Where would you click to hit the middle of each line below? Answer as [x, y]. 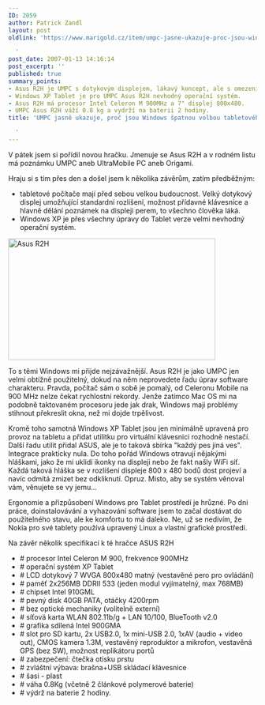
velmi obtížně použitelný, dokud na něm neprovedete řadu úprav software [128, 379]
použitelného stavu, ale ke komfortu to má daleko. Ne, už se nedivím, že [125, 519]
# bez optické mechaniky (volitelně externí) [90, 609]
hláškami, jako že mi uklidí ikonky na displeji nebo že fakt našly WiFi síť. [124, 462]
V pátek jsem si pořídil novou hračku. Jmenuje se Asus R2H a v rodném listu [132, 154]
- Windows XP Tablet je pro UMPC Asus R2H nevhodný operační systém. [125, 96]
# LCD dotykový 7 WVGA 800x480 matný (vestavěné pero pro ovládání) [137, 575]
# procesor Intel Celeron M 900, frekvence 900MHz [104, 558]
